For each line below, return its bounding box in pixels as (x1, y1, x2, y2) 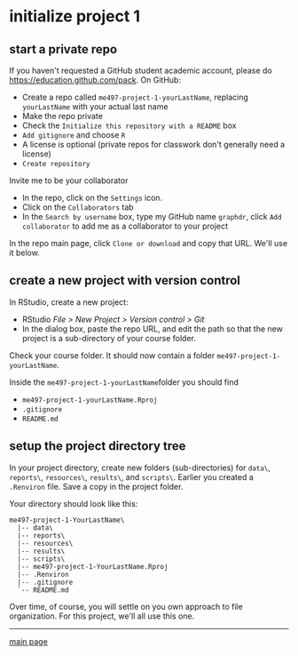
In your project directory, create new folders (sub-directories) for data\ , (9, 462, 271, 473)
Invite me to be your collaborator (9, 175, 129, 186)
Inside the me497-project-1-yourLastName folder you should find (9, 376, 239, 388)
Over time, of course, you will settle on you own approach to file (9, 601, 244, 612)
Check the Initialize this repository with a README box (21, 120, 237, 131)
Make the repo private (21, 111, 104, 121)
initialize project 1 (9, 6, 140, 27)
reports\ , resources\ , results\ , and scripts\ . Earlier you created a (9, 471, 255, 482)
